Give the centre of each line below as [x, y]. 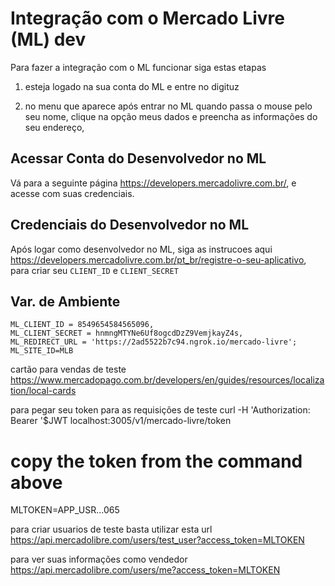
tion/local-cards [43, 391]
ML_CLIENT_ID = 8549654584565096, [82, 325]
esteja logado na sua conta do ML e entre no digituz [132, 86]
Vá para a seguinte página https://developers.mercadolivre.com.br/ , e [153, 183]
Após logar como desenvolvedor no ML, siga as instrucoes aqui [141, 249]
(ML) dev [48, 39]
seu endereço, [54, 127]
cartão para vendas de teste [68, 369]
